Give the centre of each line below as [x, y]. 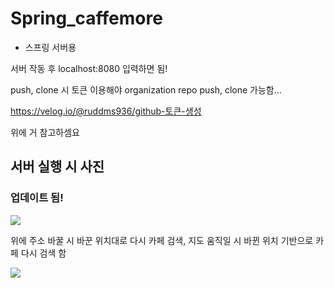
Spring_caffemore [86, 18]
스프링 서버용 [50, 47]
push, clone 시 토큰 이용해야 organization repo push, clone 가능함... [146, 89]
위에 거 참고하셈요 [45, 132]
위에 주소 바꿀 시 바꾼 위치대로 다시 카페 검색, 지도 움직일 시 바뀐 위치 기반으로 [162, 240]
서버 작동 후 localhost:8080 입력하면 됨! [89, 68]
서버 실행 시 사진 [57, 167]
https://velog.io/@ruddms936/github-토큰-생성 [106, 111]
